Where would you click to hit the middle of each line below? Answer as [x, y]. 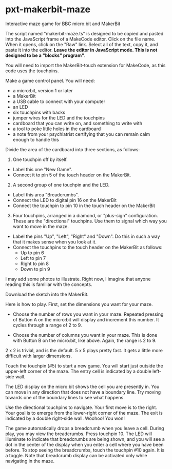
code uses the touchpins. [32, 71]
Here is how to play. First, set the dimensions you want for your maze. [79, 304]
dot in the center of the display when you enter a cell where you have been [84, 444]
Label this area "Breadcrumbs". [46, 195]
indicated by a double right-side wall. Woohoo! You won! [65, 418]
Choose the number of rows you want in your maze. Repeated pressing [88, 314]
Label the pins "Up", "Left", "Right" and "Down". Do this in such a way [86, 236]
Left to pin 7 [33, 258]
